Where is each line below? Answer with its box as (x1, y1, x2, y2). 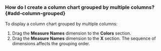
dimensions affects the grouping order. (12, 41, 90, 47)
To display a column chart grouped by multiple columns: (5, 21, 118, 27)
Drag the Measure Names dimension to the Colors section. (12, 31, 131, 36)
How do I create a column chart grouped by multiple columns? (5, 4, 155, 11)
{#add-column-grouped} (5, 10, 66, 17)
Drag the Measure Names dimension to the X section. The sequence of (12, 35, 156, 41)
